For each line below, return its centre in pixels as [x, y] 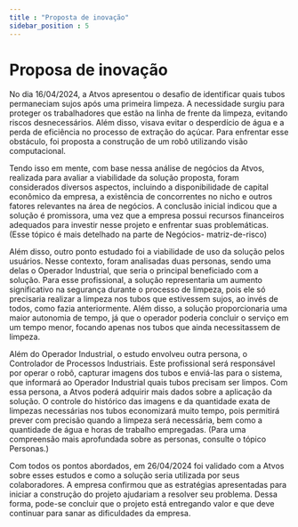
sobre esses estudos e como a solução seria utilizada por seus [125, 475]
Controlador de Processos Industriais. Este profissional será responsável [142, 364]
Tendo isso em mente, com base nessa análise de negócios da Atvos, [137, 168]
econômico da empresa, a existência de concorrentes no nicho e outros [141, 197]
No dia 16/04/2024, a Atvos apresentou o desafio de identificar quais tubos [147, 94]
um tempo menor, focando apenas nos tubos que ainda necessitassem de [145, 328]
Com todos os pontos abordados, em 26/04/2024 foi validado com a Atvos [147, 466]
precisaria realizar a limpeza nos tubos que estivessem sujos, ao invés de [144, 299]
